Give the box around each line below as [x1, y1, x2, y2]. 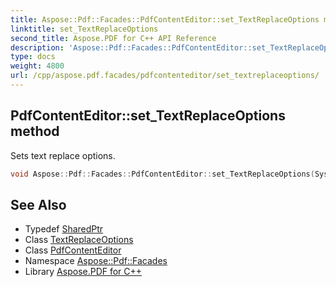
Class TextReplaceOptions [24, 234, 134, 246]
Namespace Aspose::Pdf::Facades [24, 255, 168, 267]
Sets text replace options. [10, 149, 116, 161]
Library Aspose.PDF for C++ [24, 266, 143, 278]
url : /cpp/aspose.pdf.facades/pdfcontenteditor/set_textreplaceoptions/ [10, 71, 320, 81]
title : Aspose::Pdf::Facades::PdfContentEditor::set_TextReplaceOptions [10, 14, 320, 25]
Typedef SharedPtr [24, 223, 104, 235]
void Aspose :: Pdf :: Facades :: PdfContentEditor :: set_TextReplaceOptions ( [10, 169, 315, 179]
